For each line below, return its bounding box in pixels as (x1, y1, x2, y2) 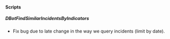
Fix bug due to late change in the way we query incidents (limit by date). (12, 28, 165, 34)
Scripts (5, 4, 22, 10)
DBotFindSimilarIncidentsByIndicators (5, 15, 90, 21)
